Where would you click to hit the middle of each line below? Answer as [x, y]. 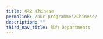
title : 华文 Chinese [30, 11]
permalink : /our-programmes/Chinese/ [52, 17]
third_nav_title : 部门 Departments [48, 27]
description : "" [26, 22]
